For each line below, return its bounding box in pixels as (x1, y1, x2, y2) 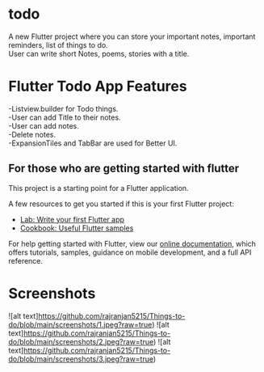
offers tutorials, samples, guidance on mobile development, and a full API (8, 247, 252, 257)
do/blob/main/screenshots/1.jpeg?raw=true (8, 319, 153, 329)
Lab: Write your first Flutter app (19, 214, 125, 224)
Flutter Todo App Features (8, 78, 187, 95)
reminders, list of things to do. (8, 40, 108, 49)
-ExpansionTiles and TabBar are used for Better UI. (8, 138, 178, 148)
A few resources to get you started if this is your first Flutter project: (8, 199, 234, 209)
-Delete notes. (8, 129, 57, 139)
